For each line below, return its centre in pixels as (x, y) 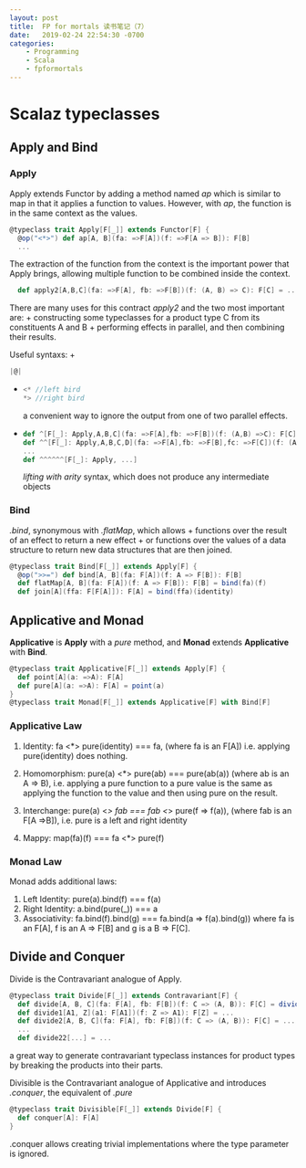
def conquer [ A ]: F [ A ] (59, 1118)
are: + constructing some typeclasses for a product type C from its (135, 318)
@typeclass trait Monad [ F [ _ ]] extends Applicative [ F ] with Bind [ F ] (140, 703)
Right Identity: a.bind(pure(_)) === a (90, 909)
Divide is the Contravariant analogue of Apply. (96, 979)
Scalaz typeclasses (85, 114)
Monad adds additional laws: (63, 881)
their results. (33, 337)
